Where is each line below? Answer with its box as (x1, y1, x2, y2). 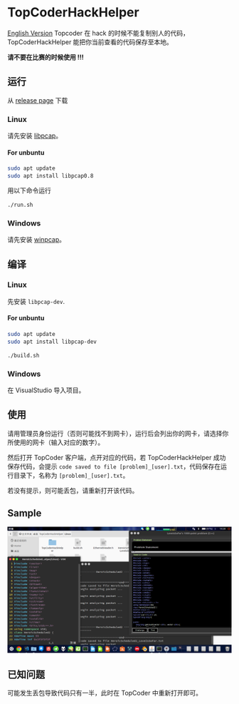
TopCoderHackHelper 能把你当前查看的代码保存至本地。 (7, 37, 173, 46)
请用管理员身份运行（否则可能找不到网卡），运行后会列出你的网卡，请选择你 (7, 429, 229, 437)
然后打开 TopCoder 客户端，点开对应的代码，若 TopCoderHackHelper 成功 (7, 453, 226, 461)
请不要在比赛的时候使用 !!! (7, 53, 84, 61)
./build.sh (7, 352, 40, 359)
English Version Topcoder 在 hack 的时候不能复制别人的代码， (7, 29, 190, 37)
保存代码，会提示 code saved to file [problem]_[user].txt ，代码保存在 (7, 461, 221, 471)
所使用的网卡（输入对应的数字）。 (7, 438, 105, 447)
